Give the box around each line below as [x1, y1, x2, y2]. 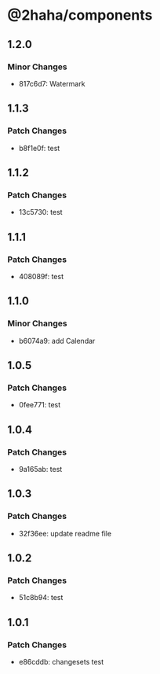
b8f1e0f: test [18, 143, 60, 153]
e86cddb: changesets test [18, 657, 104, 667]
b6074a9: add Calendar [18, 336, 96, 345]
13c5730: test [18, 208, 64, 217]
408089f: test [18, 271, 64, 281]
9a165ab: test [18, 465, 63, 473]
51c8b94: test [18, 593, 64, 602]
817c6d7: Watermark [18, 79, 85, 88]
